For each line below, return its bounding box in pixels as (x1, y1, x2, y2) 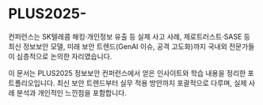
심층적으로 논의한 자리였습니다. (16, 51, 112, 61)
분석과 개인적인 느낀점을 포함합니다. (16, 88, 127, 97)
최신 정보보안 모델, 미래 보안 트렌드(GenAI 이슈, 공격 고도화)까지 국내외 (8, 41, 227, 51)
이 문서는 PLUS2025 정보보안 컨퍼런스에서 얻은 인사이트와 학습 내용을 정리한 (8, 68, 246, 77)
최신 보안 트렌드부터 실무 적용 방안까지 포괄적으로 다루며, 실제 (56, 78, 247, 88)
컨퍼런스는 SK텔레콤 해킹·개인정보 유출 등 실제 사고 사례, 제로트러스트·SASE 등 (8, 32, 251, 41)
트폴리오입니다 (8, 78, 54, 88)
